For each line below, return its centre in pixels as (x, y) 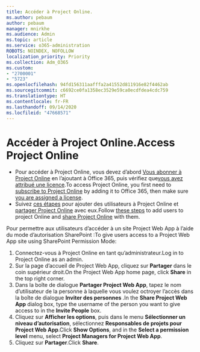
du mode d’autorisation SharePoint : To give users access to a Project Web (98, 235)
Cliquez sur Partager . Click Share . (57, 343)
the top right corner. (40, 278)
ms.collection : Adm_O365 (37, 62)
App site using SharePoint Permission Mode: (61, 241)
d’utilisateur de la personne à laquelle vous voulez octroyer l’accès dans (104, 291)
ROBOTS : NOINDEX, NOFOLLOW (40, 51)
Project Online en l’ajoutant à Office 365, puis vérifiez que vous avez (99, 178)
